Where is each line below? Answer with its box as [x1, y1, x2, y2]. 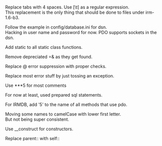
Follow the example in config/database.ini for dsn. [5, 24, 108, 30]
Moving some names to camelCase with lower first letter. [5, 111, 121, 117]
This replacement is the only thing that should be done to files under [5, 9, 145, 15]
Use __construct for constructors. [5, 126, 73, 132]
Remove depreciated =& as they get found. [5, 54, 93, 60]
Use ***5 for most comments [5, 82, 67, 88]
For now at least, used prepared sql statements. [5, 92, 103, 98]
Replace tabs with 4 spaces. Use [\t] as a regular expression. [5, 4, 130, 10]
